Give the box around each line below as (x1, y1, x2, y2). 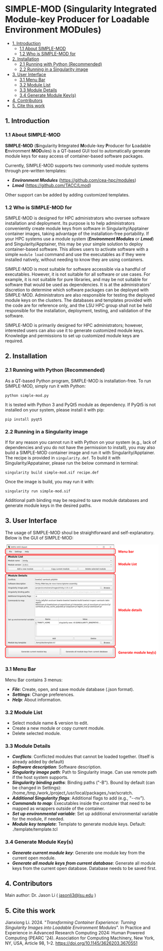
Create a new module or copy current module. (12, 725, 105, 731)
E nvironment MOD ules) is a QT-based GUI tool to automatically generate (5, 148, 151, 153)
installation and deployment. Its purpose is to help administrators (5, 220, 135, 226)
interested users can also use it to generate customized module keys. (5, 327, 145, 333)
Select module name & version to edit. (12, 720, 89, 726)
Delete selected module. (12, 730, 61, 736)
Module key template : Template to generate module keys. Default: (12, 821, 146, 827)
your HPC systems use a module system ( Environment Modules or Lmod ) (5, 236, 154, 241)
